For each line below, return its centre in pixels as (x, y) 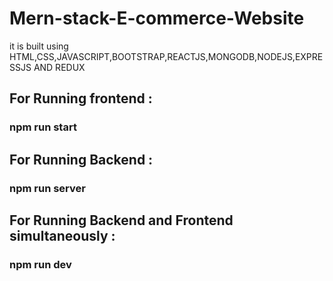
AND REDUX (59, 67)
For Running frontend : (81, 98)
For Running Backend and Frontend (121, 220)
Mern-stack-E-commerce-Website (157, 18)
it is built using (39, 46)
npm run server (47, 188)
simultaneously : (62, 235)
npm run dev (40, 264)
